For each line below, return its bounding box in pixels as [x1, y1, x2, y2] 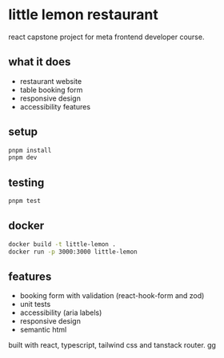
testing [8, 176, 45, 189]
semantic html [19, 325, 67, 335]
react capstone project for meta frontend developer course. [8, 32, 205, 42]
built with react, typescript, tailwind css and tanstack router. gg [8, 340, 216, 350]
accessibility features [19, 101, 90, 111]
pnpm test [8, 197, 42, 205]
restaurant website [19, 76, 82, 86]
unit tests [19, 300, 51, 309]
